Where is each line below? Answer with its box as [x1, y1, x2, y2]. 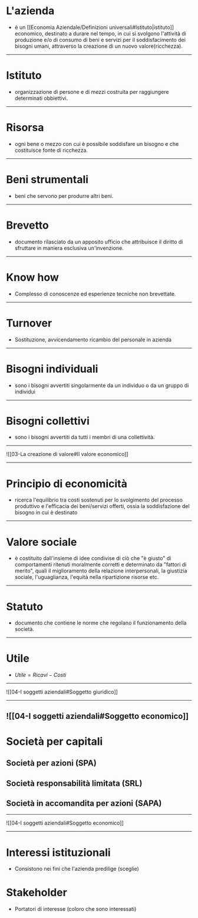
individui [14, 388, 35, 395]
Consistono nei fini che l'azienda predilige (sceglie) [14, 865, 140, 873]
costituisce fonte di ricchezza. [14, 147, 88, 154]
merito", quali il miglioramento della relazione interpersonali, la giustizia [14, 567, 187, 574]
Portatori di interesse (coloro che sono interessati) [14, 906, 137, 913]
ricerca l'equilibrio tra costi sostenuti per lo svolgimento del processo [14, 496, 183, 503]
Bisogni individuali [6, 362, 98, 376]
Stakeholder [6, 886, 68, 899]
